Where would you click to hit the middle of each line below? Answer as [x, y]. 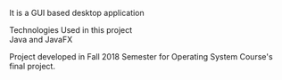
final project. [33, 66]
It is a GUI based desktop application [77, 13]
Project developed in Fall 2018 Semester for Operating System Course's [141, 56]
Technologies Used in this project [71, 30]
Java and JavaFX [41, 40]
